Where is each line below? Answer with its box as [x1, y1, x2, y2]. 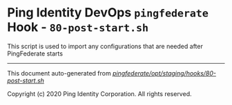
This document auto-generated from [7, 69, 112, 77]
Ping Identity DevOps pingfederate [7, 5, 209, 21]
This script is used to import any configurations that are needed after [7, 42, 204, 50]
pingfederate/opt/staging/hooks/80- [113, 69, 216, 77]
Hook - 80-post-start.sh [7, 19, 149, 35]
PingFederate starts [7, 49, 64, 58]
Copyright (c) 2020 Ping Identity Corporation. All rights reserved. [7, 89, 192, 97]
